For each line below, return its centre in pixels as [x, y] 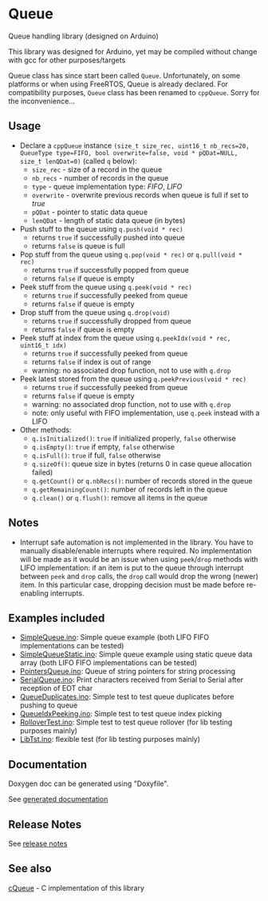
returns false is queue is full [78, 245]
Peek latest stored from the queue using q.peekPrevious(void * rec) [133, 379]
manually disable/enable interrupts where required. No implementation [136, 550]
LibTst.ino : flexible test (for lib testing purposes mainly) [110, 740]
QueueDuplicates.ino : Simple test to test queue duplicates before [127, 697]
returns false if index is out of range [91, 361]
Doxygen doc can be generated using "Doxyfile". [89, 783]
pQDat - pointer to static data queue [90, 212]
